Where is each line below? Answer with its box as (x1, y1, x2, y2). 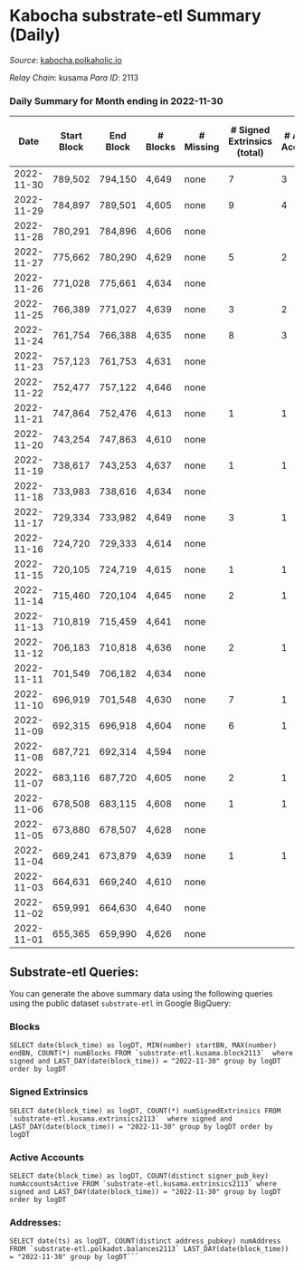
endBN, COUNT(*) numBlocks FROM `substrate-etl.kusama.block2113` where (9, 1049, 294, 1058)
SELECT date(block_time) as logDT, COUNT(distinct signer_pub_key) (9, 1171, 270, 1180)
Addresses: (9, 1216, 62, 1228)
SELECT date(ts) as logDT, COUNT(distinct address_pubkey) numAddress (9, 1237, 281, 1246)
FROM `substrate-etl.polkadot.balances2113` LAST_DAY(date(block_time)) (9, 1245, 290, 1254)
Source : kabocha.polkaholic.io (9, 54, 122, 65)
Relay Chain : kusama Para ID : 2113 (9, 72, 138, 82)
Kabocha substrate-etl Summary (9, 5, 261, 26)
